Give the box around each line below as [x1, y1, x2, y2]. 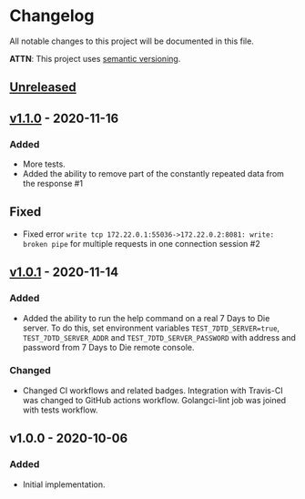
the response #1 [22, 178, 84, 189]
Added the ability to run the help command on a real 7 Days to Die [22, 312, 270, 323]
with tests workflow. [22, 404, 98, 415]
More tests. [22, 158, 66, 169]
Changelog [9, 5, 95, 26]
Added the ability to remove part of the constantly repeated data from [22, 168, 285, 179]
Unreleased [9, 79, 77, 96]
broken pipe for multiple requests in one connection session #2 [22, 238, 261, 249]
